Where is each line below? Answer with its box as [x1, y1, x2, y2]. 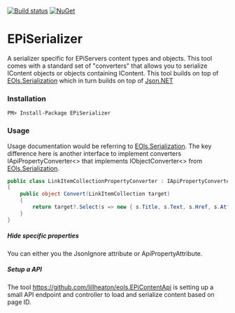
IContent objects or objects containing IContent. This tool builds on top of [7, 68, 219, 77]
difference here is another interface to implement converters [7, 149, 182, 157]
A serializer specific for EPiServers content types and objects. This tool [7, 54, 213, 62]
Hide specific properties [7, 231, 79, 240]
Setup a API [7, 265, 43, 274]
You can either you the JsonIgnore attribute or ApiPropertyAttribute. [7, 249, 203, 258]
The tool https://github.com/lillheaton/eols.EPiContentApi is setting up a [7, 283, 214, 291]
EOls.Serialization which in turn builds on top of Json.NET [7, 76, 173, 85]
